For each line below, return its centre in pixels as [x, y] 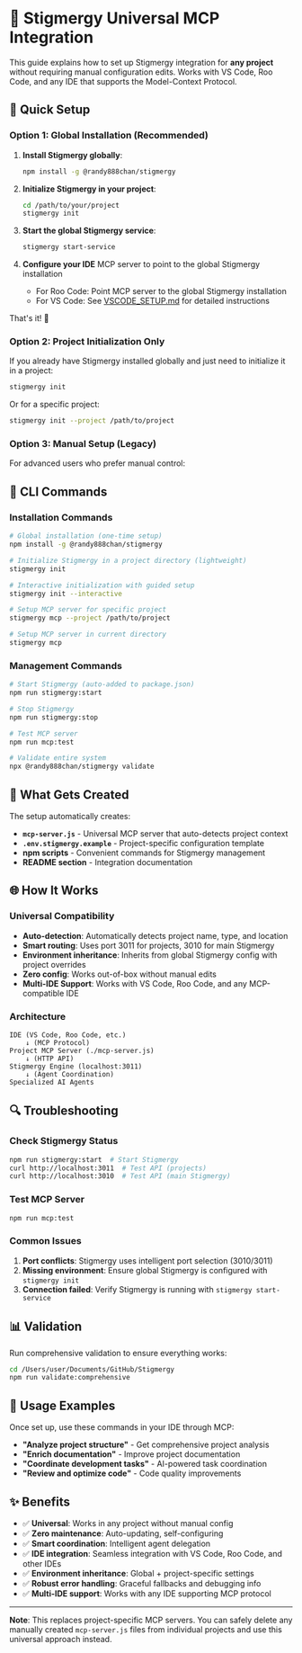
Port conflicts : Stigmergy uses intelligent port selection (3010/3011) [147, 1260]
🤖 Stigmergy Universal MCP [115, 18]
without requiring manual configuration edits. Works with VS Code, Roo [141, 72]
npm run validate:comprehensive [70, 1378]
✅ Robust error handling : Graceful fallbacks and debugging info [142, 1583]
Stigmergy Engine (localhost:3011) [76, 1067]
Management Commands [66, 666]
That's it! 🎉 [29, 318]
